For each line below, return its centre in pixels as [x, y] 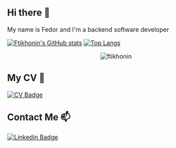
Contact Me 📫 [39, 117]
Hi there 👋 [29, 13]
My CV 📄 [26, 78]
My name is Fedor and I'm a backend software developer [88, 29]
